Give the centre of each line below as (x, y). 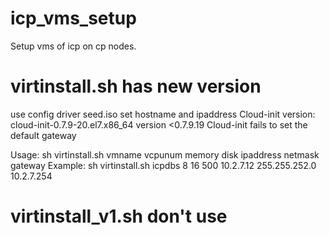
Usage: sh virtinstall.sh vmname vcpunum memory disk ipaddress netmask (165, 154)
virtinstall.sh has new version (136, 86)
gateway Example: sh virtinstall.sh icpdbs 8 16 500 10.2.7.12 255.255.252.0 (163, 165)
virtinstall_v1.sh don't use (119, 216)
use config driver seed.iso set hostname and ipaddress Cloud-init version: (163, 114)
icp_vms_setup (73, 18)
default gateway (43, 135)
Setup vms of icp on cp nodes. (73, 46)
